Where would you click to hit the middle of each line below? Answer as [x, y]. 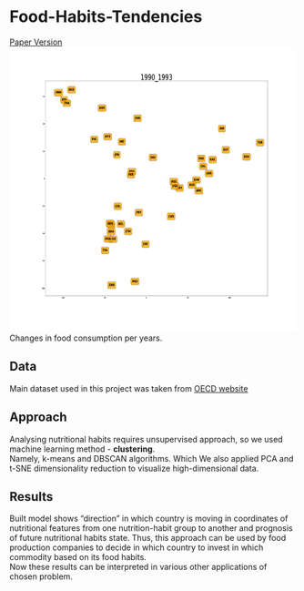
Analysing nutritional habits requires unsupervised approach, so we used [147, 439]
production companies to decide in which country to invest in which [137, 547]
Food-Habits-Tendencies [106, 17]
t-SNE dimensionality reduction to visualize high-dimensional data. [134, 468]
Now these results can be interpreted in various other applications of [138, 567]
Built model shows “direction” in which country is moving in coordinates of [149, 519]
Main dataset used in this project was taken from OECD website [129, 388]
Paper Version [36, 42]
